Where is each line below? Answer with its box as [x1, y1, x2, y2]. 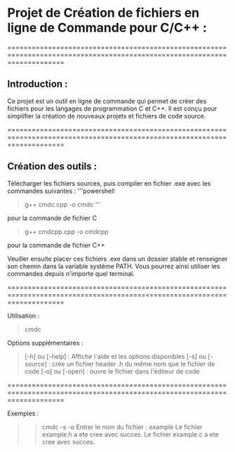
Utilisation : [7, 311, 40, 320]
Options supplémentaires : [7, 338, 83, 347]
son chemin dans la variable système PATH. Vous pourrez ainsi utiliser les [7, 261, 220, 270]
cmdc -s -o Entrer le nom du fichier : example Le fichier [41, 423, 203, 431]
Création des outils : [7, 160, 98, 172]
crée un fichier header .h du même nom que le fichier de [51, 359, 215, 368]
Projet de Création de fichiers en [7, 5, 200, 21]
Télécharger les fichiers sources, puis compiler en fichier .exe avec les [7, 179, 211, 187]
